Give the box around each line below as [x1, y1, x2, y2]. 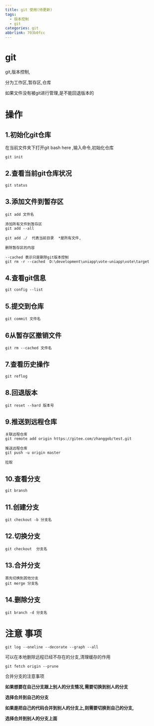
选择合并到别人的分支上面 [5, 716, 57, 722]
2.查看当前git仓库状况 [5, 169, 72, 178]
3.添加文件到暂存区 [5, 197, 64, 206]
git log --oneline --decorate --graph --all [5, 645, 99, 650]
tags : [5, 12, 16, 17]
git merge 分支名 [5, 581, 39, 586]
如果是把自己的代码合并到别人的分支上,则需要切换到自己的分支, [5, 705, 134, 711]
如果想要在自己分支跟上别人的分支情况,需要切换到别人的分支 [5, 684, 128, 690]
